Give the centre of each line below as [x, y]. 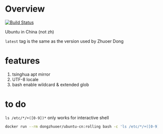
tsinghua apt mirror [31, 74]
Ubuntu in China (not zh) [30, 32]
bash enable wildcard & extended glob [50, 84]
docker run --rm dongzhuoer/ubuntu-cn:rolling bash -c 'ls [66, 126]
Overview [25, 9]
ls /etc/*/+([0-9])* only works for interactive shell [57, 117]
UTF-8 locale [25, 79]
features [23, 61]
